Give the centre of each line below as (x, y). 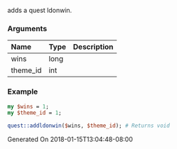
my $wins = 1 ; (28, 106)
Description (93, 47)
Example (23, 92)
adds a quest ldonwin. (40, 10)
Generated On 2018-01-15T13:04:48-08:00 (70, 139)
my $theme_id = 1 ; (34, 113)
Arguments (27, 28)
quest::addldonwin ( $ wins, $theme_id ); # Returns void (89, 126)
